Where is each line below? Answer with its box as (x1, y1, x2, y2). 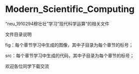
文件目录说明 (5, 31, 31, 37)
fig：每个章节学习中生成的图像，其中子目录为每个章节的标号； (5, 41, 133, 48)
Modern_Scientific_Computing (5, 3, 135, 15)
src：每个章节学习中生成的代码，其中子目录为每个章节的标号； (5, 52, 134, 58)
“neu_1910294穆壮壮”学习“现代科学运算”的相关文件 (5, 20, 109, 26)
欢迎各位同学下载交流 (5, 63, 49, 69)
